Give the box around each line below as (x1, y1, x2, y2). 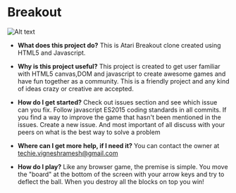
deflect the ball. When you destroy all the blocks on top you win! (17, 177, 204, 186)
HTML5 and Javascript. (17, 48, 86, 57)
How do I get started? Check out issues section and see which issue (17, 98, 218, 106)
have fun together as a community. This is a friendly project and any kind (17, 76, 230, 85)
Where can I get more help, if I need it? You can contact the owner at (17, 141, 220, 149)
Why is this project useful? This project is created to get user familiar (17, 62, 221, 70)
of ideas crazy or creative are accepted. (17, 84, 134, 93)
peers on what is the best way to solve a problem (17, 128, 161, 136)
